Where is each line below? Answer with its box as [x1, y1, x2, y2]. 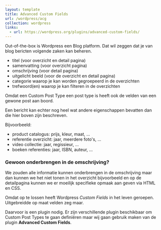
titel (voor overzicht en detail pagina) [12, 58, 86, 63]
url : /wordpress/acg [5, 16, 47, 21]
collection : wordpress [5, 20, 51, 26]
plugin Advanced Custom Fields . [5, 219, 72, 226]
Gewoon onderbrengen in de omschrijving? [5, 159, 110, 165]
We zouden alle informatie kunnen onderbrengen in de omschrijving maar [5, 170, 152, 176]
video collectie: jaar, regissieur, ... [12, 142, 79, 147]
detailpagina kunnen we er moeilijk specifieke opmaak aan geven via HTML [5, 180, 156, 186]
